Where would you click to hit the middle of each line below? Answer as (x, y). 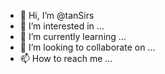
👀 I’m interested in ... (62, 26)
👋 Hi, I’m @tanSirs (57, 15)
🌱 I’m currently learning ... (73, 36)
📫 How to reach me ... (66, 58)
